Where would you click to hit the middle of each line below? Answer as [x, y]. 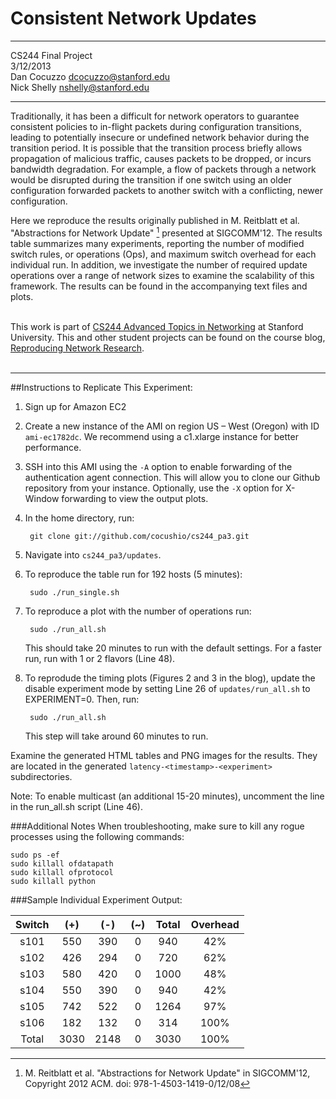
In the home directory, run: [79, 518]
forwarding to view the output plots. [135, 498]
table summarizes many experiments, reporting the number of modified [157, 243]
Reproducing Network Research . [77, 348]
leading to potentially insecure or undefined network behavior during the [160, 137]
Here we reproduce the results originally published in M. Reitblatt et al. [155, 220]
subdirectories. [41, 776]
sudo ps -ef [35, 855]
